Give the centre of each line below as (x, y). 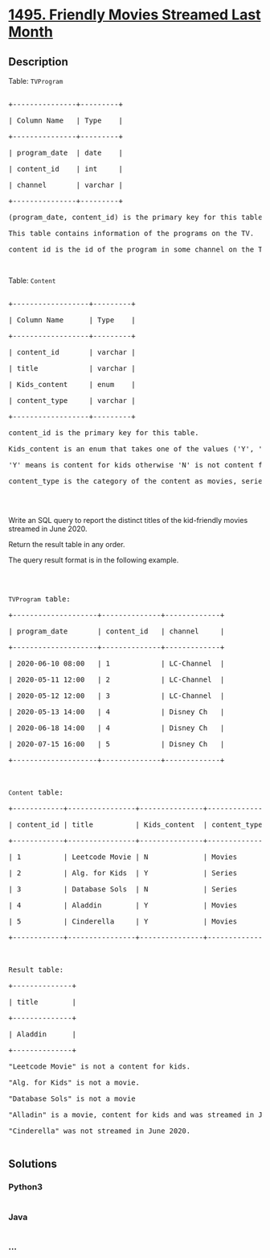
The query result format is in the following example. (94, 560)
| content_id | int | (65, 169)
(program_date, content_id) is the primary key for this (123, 217)
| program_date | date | (65, 153)
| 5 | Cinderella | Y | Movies (123, 922)
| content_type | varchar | (72, 401)
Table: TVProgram (36, 81)
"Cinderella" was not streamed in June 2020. (100, 1131)
